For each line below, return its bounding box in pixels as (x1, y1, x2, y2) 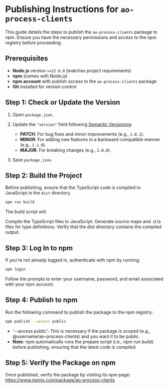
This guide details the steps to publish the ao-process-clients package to (5, 29, 158, 35)
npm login (5, 267, 26, 272)
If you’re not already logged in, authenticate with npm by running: (5, 257, 140, 263)
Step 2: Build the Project (5, 171, 82, 179)
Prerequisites (5, 54, 48, 63)
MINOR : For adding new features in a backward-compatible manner (20, 136, 160, 142)
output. (5, 229, 20, 235)
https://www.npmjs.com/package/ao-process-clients (5, 377, 115, 383)
